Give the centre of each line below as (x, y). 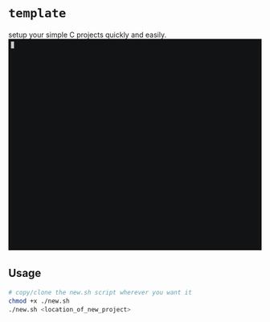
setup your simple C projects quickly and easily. (88, 35)
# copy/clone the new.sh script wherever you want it (100, 293)
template (37, 13)
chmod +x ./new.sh (39, 301)
